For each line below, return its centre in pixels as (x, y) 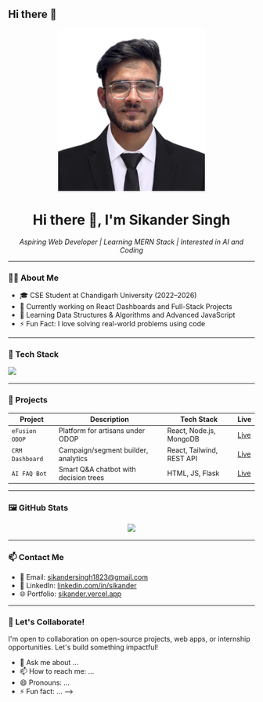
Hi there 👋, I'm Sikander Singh (131, 220)
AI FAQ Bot (29, 474)
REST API (182, 458)
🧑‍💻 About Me (33, 278)
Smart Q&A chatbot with (97, 469)
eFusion (24, 431)
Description (109, 420)
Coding (131, 250)
